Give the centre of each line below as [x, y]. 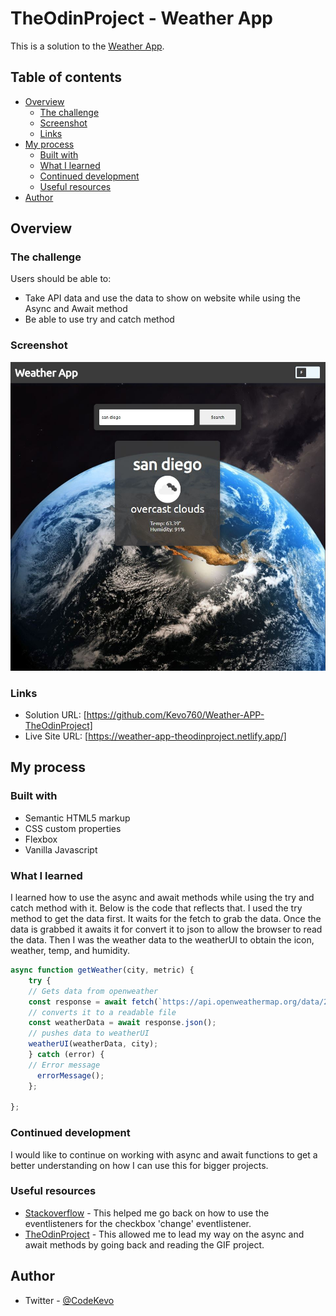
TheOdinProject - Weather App [141, 18]
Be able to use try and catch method [99, 319]
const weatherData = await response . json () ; [122, 1023]
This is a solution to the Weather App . [87, 46]
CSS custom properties [73, 828]
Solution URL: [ [55, 715]
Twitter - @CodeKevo [69, 1300]
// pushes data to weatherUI [89, 1033]
